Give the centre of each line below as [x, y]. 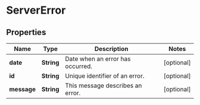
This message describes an [104, 85]
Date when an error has [98, 59]
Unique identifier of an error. [105, 76]
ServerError [36, 10]
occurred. [79, 66]
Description [111, 49]
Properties [26, 32]
